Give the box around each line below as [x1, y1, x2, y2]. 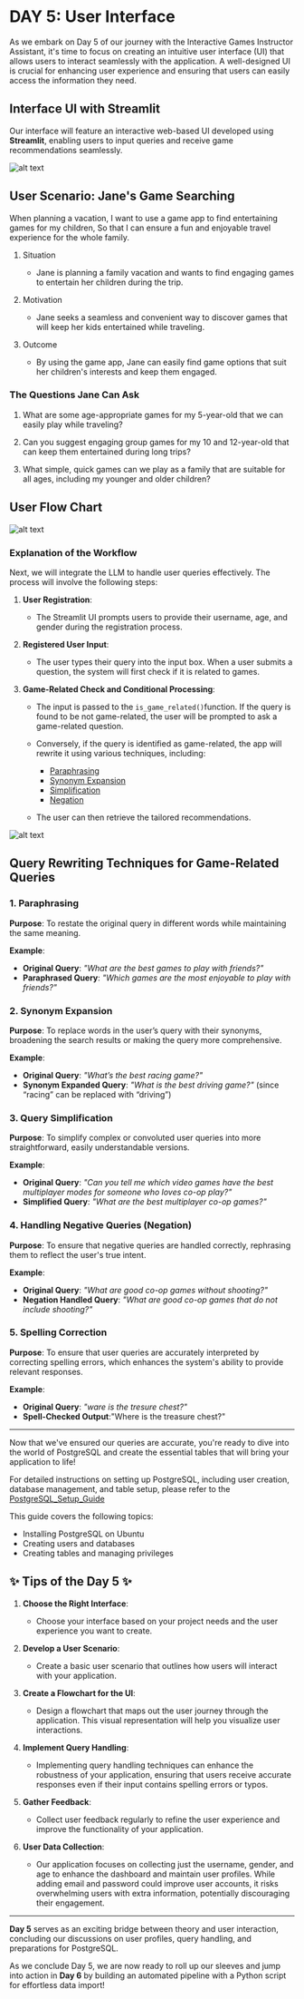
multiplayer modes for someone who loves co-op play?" [22, 1186, 233, 1198]
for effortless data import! [9, 1979, 106, 1990]
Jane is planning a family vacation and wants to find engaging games [35, 267, 294, 278]
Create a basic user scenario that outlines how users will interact [35, 1660, 278, 1671]
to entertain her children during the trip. [35, 277, 184, 288]
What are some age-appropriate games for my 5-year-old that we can [22, 409, 283, 420]
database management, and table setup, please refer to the [9, 1483, 231, 1494]
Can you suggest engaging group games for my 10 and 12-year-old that [22, 436, 290, 447]
